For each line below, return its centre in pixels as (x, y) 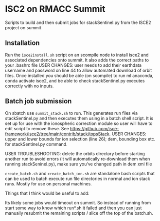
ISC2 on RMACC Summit (55, 9)
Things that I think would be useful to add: (47, 193)
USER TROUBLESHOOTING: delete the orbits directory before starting (75, 153)
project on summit (23, 27)
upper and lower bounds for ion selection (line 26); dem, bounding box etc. (80, 139)
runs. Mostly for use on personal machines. (49, 183)
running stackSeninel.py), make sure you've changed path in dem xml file (79, 164)
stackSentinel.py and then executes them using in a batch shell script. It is (79, 118)
